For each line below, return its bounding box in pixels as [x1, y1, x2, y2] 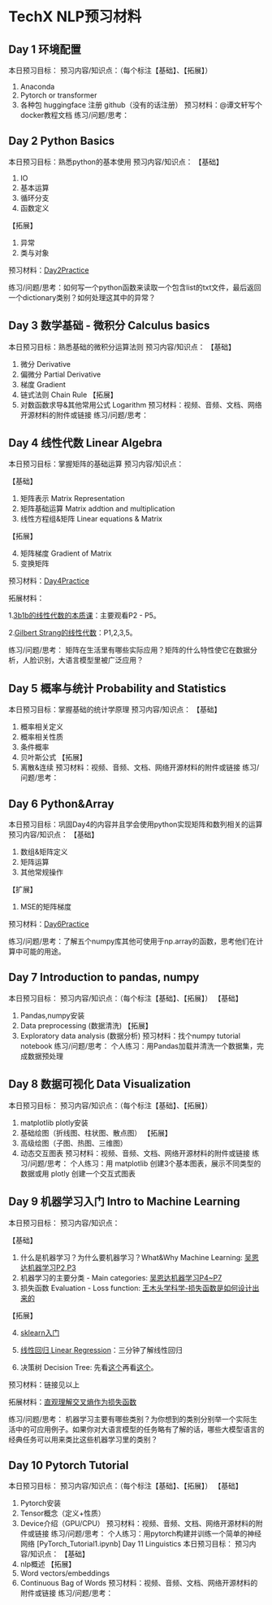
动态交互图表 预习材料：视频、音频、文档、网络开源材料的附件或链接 [19, 1148, 250, 1158]
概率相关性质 [19, 732, 63, 742]
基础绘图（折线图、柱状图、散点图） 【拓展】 [19, 1127, 172, 1137]
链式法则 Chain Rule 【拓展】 [19, 390, 118, 399]
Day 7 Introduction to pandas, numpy [8, 970, 200, 984]
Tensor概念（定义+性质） [19, 1508, 106, 1518]
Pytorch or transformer [19, 90, 97, 100]
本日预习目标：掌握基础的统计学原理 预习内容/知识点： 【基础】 [8, 704, 222, 714]
